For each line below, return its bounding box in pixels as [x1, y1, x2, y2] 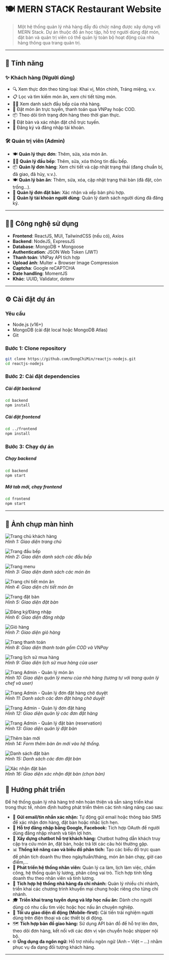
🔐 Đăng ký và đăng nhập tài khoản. [12, 124, 86, 131]
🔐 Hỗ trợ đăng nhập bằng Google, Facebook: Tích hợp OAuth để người [12, 824, 160, 830]
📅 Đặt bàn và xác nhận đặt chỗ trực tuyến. [12, 119, 100, 125]
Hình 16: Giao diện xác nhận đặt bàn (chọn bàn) [5, 771, 105, 776]
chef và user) [5, 680, 33, 686]
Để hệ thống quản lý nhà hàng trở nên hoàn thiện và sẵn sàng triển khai [5, 799, 153, 805]
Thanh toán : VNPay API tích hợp [12, 254, 80, 260]
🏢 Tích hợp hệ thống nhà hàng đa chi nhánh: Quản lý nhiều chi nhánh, [12, 880, 159, 886]
